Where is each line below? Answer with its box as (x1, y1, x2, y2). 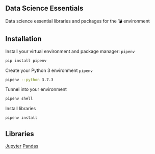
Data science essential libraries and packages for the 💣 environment (5, 18, 150, 24)
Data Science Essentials (5, 4, 84, 13)
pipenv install (5, 115, 38, 120)
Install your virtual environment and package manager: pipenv (5, 48, 135, 54)
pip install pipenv (5, 58, 47, 63)
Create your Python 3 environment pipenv (5, 67, 93, 73)
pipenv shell (5, 96, 33, 101)
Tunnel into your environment (5, 86, 67, 92)
